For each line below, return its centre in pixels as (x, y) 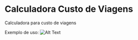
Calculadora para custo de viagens (41, 23)
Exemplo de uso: (22, 32)
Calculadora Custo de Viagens (69, 9)
